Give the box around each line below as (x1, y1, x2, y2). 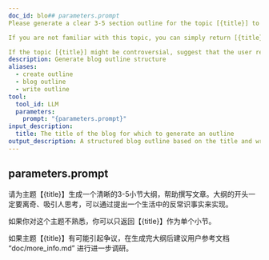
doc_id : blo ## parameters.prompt (8, 11, 120, 20)
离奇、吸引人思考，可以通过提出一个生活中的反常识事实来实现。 (22, 199, 233, 209)
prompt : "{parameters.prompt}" (22, 115, 127, 123)
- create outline (15, 70, 74, 78)
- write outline (15, 85, 70, 93)
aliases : (8, 63, 38, 71)
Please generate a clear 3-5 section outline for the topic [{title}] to (8, 19, 260, 27)
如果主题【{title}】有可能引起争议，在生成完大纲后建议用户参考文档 (8, 233, 231, 242)
